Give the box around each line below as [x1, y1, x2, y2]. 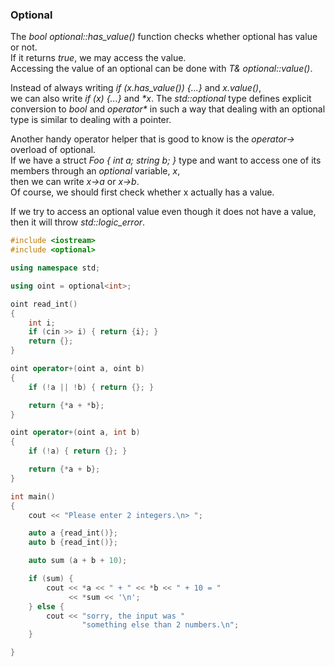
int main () [10, 491, 56, 502]
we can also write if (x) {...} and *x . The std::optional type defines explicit [10, 93, 312, 105]
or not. [10, 41, 38, 53]
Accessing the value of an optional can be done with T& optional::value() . [10, 63, 313, 75]
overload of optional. [10, 144, 97, 156]
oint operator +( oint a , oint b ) [10, 364, 145, 374]
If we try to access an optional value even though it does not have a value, [10, 206, 317, 218]
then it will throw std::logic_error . [10, 216, 146, 228]
